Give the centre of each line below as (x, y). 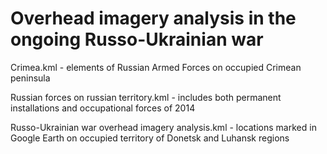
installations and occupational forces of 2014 (103, 108)
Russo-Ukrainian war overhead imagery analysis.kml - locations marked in (163, 127)
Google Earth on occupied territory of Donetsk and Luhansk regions (150, 138)
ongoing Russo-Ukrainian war (137, 39)
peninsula (30, 78)
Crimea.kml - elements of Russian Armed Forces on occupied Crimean (156, 67)
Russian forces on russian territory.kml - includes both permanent (146, 97)
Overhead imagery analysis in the (153, 18)
